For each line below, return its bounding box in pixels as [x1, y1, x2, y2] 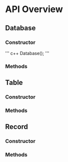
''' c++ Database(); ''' [5, 50, 49, 56]
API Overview [5, 4, 63, 15]
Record [5, 123, 28, 131]
